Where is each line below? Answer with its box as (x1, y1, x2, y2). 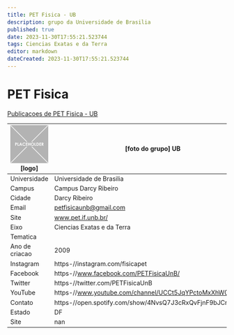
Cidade (10, 194, 31, 202)
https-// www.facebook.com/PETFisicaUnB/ (54, 269, 180, 277)
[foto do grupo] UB (125, 144, 181, 153)
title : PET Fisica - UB (7, 11, 77, 18)
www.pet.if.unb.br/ (54, 213, 108, 221)
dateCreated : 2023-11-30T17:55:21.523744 (7, 56, 130, 63)
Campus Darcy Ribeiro (54, 184, 118, 192)
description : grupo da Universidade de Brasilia (7, 18, 151, 26)
